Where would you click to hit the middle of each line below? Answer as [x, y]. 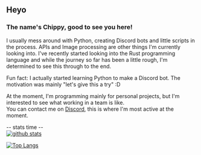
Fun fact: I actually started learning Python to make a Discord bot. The [94, 77]
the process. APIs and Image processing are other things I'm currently [94, 47]
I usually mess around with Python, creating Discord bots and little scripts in [101, 40]
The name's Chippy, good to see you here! [69, 27]
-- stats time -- [25, 127]
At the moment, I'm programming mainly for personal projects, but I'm [93, 96]
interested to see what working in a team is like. [65, 102]
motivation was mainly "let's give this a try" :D [63, 84]
